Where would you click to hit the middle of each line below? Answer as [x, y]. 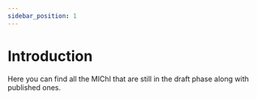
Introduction [50, 56]
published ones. [34, 87]
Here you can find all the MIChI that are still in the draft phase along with [128, 79]
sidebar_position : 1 [43, 16]
